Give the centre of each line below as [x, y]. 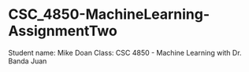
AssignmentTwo [63, 31]
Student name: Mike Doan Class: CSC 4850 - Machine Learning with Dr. [125, 52]
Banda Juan [28, 61]
